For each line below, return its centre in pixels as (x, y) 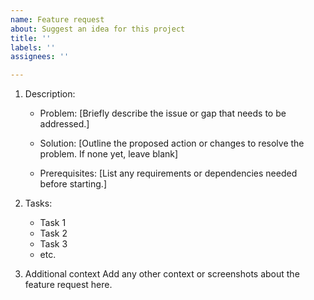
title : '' (31, 38)
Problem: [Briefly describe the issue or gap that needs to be (163, 113)
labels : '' (33, 47)
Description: (50, 94)
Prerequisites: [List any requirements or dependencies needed (168, 173)
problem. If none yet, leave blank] (109, 154)
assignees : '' (40, 57)
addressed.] (64, 124)
